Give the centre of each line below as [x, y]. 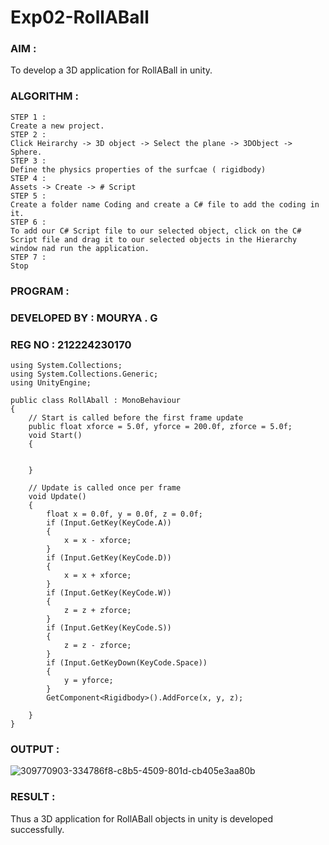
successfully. [37, 829]
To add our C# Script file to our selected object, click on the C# [156, 231]
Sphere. [26, 152]
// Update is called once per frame [105, 487]
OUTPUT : [35, 749]
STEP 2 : [28, 134]
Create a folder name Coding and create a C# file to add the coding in [165, 204]
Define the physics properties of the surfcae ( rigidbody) [138, 169]
